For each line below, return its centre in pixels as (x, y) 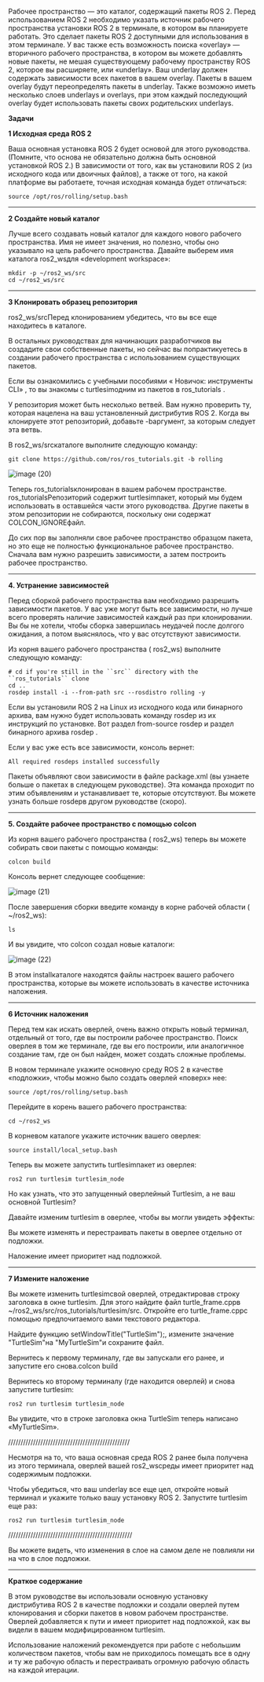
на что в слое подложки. (49, 1558)
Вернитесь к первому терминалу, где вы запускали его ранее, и (116, 1358)
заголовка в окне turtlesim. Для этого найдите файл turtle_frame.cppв (125, 1302)
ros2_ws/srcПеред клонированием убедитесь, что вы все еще (113, 317)
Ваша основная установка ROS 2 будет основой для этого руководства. (129, 149)
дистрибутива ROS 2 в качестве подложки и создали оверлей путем (124, 1605)
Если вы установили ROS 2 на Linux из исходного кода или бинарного (126, 707)
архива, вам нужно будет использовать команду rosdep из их (112, 715)
